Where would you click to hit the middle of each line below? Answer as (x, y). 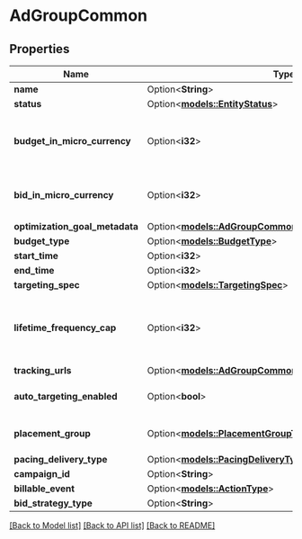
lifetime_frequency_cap (65, 328)
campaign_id (42, 474)
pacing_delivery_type (61, 459)
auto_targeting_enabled (66, 396)
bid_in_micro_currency (64, 195)
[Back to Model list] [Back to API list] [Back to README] (112, 526)
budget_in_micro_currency (73, 141)
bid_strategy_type (53, 503)
